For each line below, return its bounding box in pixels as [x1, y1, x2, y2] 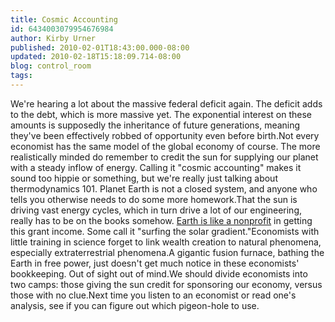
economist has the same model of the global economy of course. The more [10, 140, 321, 152]
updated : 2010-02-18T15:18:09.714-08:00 [10, 52, 182, 62]
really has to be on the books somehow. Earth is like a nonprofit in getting [10, 214, 313, 226]
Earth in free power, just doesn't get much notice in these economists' [10, 257, 300, 269]
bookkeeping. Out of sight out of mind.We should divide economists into [10, 267, 308, 280]
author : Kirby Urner [10, 33, 97, 43]
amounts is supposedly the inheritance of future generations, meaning [10, 119, 301, 131]
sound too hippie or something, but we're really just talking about [10, 172, 278, 184]
